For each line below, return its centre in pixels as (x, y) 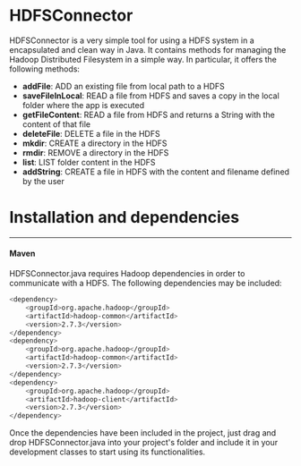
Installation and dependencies (125, 218)
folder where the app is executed (83, 105)
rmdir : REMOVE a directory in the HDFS (95, 152)
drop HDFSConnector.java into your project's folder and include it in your (144, 443)
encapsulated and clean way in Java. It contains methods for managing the (148, 49)
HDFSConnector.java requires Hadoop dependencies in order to (127, 274)
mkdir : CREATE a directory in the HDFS (95, 143)
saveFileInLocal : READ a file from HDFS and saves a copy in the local (150, 96)
